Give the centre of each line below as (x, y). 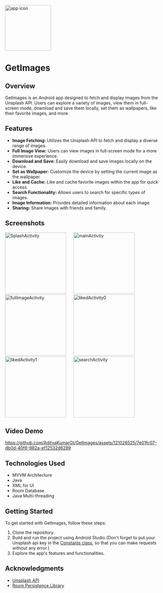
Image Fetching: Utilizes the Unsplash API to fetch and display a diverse (85, 140)
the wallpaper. (26, 177)
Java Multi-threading (33, 496)
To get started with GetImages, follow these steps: (56, 523)
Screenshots (25, 223)
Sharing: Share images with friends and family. (60, 208)
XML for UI (23, 486)
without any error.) (31, 548)
